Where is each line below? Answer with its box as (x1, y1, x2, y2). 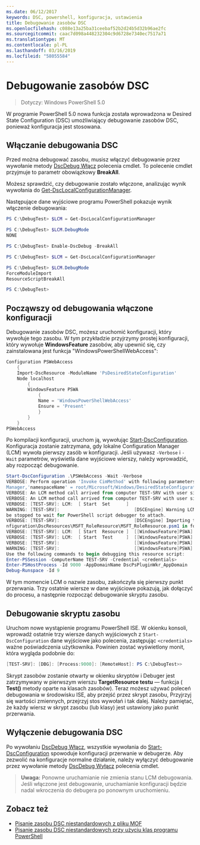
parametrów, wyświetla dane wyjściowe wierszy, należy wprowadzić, (18, 455, 188, 463)
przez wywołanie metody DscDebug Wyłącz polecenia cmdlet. (6, 762, 160, 769)
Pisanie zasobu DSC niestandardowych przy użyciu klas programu (14, 826, 179, 833)
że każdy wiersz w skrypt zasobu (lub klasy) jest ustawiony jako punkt (6, 703, 179, 711)
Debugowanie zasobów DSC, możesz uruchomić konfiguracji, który (6, 328, 172, 336)
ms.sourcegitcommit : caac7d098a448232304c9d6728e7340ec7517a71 (6, 31, 167, 37)
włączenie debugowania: (6, 204, 67, 212)
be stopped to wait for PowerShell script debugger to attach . (6, 512, 167, 518)
